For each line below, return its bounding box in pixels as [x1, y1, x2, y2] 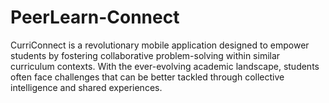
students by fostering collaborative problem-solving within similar [10, 49, 281, 61]
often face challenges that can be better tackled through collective [10, 71, 285, 83]
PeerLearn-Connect [10, 6, 180, 29]
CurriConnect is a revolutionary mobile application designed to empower [10, 39, 310, 51]
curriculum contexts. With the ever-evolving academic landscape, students [10, 60, 320, 72]
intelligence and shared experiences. [10, 81, 163, 93]
